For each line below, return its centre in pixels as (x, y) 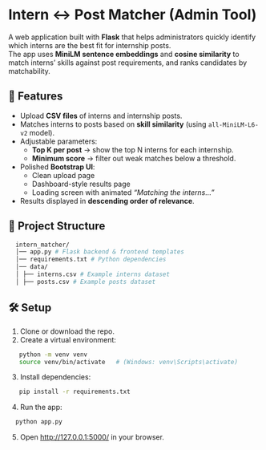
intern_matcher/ (42, 245)
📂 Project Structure (57, 226)
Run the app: (41, 407)
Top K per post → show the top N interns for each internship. (133, 149)
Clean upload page (63, 175)
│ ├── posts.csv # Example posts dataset (86, 282)
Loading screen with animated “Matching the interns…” (123, 192)
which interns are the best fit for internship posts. (90, 45)
